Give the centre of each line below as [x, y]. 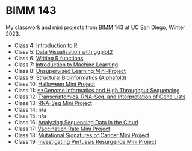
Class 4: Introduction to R [46, 45]
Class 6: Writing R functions [49, 58]
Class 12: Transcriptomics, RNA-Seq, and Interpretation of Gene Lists [100, 97]
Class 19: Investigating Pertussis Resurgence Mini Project [85, 141]
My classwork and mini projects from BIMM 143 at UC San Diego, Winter [95, 27]
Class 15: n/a [30, 116]
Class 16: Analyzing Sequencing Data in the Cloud [76, 122]
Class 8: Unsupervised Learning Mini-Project [70, 71]
